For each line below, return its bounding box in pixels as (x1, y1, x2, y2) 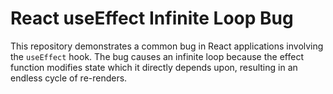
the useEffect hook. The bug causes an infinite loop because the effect (10, 50, 304, 62)
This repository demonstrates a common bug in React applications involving (10, 40, 324, 52)
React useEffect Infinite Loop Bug (10, 7, 294, 30)
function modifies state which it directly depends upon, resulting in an (10, 61, 298, 73)
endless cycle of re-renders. (10, 72, 128, 84)
